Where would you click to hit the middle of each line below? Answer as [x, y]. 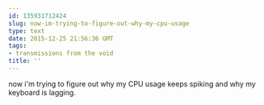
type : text [27, 31]
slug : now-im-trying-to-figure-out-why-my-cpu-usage [99, 23]
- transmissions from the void [61, 53]
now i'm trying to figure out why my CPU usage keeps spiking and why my [132, 84]
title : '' [25, 61]
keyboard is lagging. [42, 92]
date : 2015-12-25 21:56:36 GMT [61, 38]
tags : [17, 46]
